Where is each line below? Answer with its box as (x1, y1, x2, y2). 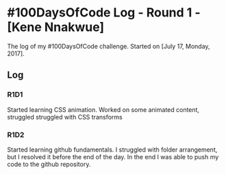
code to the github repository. (7, 160, 91, 168)
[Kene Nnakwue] (7, 19, 105, 35)
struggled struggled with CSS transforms (7, 113, 123, 121)
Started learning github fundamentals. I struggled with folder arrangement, (7, 145, 218, 154)
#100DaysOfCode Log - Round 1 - (7, 5, 201, 21)
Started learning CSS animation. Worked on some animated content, (7, 105, 200, 114)
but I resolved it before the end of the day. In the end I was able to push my (7, 152, 219, 161)
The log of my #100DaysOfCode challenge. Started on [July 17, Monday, (7, 42, 210, 50)
